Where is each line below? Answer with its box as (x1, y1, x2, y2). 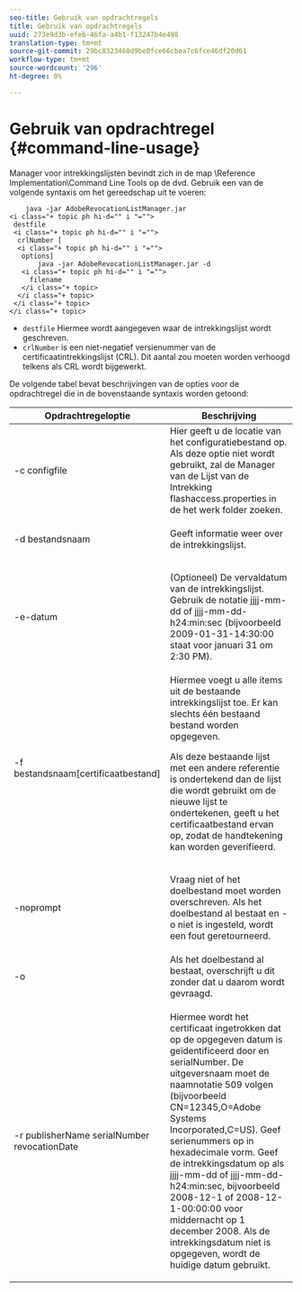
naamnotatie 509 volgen (169, 1078, 274, 1091)
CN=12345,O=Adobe (169, 1101, 262, 1113)
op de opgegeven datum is (169, 1033, 283, 1046)
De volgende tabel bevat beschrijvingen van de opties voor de (9, 378, 240, 389)
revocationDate (13, 1140, 79, 1152)
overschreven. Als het (169, 895, 262, 908)
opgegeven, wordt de (169, 1247, 261, 1260)
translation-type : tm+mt (9, 38, 102, 48)
